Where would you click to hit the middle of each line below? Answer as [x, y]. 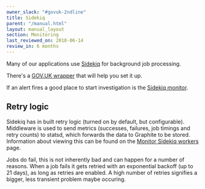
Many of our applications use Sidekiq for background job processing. [94, 64]
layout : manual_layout [35, 29]
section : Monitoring [33, 35]
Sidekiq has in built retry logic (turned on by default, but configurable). [95, 121]
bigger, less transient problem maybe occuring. [66, 179]
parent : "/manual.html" [37, 23]
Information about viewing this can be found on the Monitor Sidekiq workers [102, 141]
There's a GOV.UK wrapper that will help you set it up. [74, 75]
